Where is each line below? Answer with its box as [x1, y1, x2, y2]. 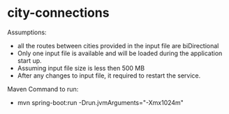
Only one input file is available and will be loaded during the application [17, 49, 223, 57]
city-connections [7, 5, 110, 21]
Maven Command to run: [7, 85, 79, 93]
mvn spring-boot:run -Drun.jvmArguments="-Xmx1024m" [17, 98, 184, 106]
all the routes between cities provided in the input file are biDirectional [17, 41, 219, 50]
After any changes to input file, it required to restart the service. [17, 71, 201, 80]
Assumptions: [7, 28, 47, 36]
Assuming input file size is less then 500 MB [17, 64, 145, 72]
